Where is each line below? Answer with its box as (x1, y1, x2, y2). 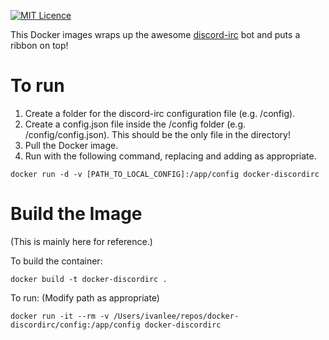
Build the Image (10, 203, 143, 225)
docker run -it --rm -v (10, 311, 110, 321)
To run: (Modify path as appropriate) (10, 291, 160, 304)
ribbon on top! (10, 40, 69, 51)
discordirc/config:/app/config (10, 320, 141, 330)
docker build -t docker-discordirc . (10, 274, 168, 284)
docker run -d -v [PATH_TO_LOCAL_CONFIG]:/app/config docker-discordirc (10, 169, 320, 179)
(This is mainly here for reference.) (10, 235, 153, 247)
